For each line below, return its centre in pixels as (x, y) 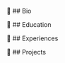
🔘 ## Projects (26, 52)
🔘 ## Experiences (32, 38)
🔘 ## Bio (19, 11)
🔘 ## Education (29, 24)
